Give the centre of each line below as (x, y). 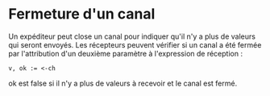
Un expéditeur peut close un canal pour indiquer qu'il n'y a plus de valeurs (132, 36)
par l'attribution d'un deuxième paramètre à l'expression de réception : (126, 53)
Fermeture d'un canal (82, 14)
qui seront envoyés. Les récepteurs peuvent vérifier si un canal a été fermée (135, 44)
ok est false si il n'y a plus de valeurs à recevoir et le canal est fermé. (123, 83)
